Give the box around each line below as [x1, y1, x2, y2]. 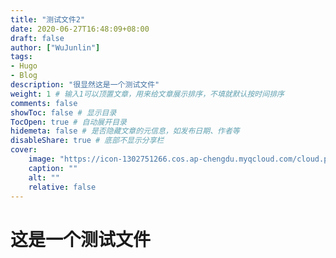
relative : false [28, 182, 97, 192]
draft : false [10, 33, 65, 43]
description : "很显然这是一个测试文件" [10, 80, 160, 90]
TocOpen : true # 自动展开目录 [10, 117, 127, 127]
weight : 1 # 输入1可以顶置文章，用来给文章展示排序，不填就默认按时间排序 [10, 89, 285, 99]
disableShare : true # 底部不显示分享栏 [10, 136, 165, 146]
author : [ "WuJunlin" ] [10, 42, 101, 53]
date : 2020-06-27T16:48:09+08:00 [10, 24, 150, 34]
